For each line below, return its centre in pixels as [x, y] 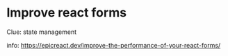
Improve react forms [66, 13]
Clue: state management [42, 32]
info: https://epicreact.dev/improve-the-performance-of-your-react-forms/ [114, 45]
